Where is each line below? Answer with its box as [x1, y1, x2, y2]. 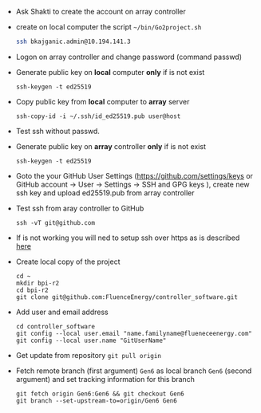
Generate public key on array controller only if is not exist [15, 141, 206, 151]
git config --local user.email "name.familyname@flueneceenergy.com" [15, 329, 253, 337]
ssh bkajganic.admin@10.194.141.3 [15, 37, 131, 45]
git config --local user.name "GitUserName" [15, 336, 167, 344]
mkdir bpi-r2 [15, 279, 60, 287]
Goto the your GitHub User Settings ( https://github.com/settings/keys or [15, 171, 254, 180]
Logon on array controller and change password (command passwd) [15, 52, 242, 61]
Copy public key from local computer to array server [15, 96, 190, 106]
